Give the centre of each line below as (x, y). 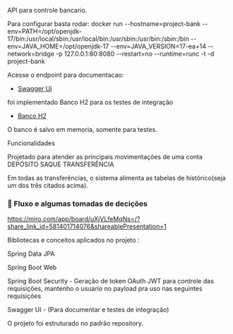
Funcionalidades (31, 143)
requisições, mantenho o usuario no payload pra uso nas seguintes (105, 289)
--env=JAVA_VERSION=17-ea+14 (159, 46)
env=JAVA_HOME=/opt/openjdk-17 (58, 46)
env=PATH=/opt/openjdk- (45, 31)
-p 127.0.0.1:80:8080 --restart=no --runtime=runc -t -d (135, 54)
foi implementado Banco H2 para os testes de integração (90, 102)
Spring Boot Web (32, 268)
